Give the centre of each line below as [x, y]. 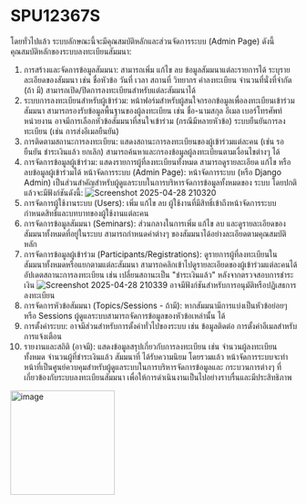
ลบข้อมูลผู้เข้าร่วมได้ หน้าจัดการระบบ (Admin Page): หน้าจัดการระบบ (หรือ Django [152, 172]
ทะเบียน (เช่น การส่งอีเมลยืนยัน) [71, 131]
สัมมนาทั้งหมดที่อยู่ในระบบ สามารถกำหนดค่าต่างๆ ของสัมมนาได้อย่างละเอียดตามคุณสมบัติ [155, 233]
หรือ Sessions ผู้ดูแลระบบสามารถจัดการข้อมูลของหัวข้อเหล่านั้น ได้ [124, 315]
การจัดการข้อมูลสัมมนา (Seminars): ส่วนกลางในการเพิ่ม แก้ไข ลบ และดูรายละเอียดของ [154, 223]
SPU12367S [56, 16]
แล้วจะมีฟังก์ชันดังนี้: [53, 192]
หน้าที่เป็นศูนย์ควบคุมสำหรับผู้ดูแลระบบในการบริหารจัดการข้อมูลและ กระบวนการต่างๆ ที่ [152, 366]
